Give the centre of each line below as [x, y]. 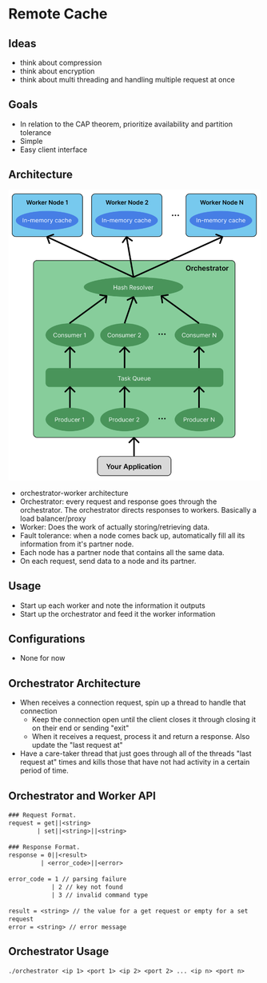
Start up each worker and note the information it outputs [112, 605]
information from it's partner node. [77, 544]
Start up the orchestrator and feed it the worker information [118, 613]
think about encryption [57, 71]
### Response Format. [44, 847]
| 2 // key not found [87, 887]
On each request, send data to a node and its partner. [108, 561]
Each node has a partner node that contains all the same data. [122, 552]
